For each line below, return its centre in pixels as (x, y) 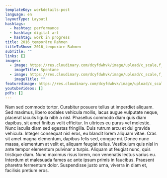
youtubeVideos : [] (24, 88)
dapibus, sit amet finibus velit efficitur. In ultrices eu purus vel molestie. (78, 123)
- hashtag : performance (34, 28)
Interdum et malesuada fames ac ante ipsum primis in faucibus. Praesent (80, 160)
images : (13, 61)
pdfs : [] (14, 93)
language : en (19, 14)
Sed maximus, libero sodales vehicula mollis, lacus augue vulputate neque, (82, 112)
